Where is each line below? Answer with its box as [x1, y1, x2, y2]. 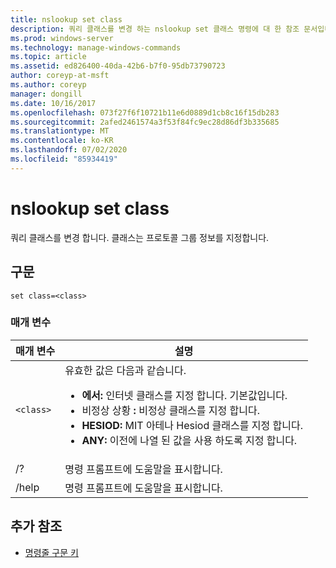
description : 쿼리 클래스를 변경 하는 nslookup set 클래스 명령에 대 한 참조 [10, 24, 300, 34]
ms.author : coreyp [10, 80, 87, 90]
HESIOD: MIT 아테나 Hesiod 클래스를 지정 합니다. [81, 418, 303, 432]
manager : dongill [10, 89, 83, 99]
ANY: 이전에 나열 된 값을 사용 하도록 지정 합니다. [81, 433, 298, 447]
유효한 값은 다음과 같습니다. [64, 363, 187, 377]
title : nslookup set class [10, 14, 123, 25]
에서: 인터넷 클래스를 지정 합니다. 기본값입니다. [81, 388, 288, 402]
